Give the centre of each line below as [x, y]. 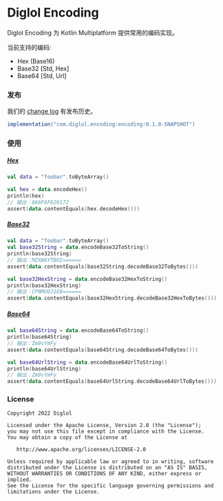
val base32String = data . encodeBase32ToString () [78, 247]
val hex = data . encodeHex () [47, 189]
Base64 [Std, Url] [42, 76]
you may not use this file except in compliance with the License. [106, 432]
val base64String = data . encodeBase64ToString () [78, 331]
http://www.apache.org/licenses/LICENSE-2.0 [81, 450]
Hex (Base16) [36, 61]
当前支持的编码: [29, 47]
